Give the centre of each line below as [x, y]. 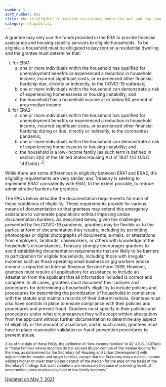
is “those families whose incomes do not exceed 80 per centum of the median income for [81, 348]
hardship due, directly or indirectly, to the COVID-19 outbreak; [83, 84]
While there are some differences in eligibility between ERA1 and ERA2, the [81, 173]
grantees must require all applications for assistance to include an [72, 272]
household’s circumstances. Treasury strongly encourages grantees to [77, 246]
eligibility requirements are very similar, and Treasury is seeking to [72, 178]
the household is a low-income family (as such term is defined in [85, 152]
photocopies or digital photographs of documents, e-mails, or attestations [80, 235]
